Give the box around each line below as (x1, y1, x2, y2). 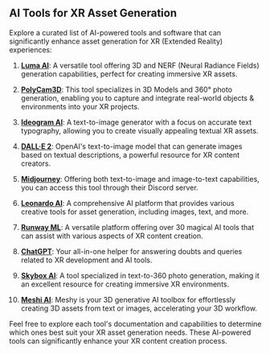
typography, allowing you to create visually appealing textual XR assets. (20, 126, 259, 135)
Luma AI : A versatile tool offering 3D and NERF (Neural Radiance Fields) (20, 60, 260, 70)
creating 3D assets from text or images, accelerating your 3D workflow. (20, 303, 258, 313)
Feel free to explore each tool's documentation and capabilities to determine (9, 319, 262, 328)
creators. (20, 158, 51, 168)
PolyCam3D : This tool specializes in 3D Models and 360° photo (20, 84, 232, 94)
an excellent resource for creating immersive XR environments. (20, 279, 230, 289)
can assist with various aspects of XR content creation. (20, 231, 203, 241)
